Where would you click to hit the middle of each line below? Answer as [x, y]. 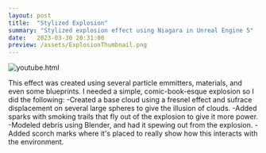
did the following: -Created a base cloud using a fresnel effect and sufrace [130, 100]
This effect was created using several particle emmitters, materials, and [125, 83]
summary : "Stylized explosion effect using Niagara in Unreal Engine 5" [131, 30]
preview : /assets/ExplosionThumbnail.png [78, 45]
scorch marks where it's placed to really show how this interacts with [145, 134]
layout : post [30, 15]
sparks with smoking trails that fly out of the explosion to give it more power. [133, 117]
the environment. [36, 142]
